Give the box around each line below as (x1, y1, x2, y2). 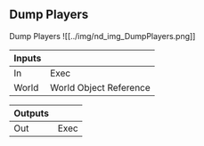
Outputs (13, 107, 49, 119)
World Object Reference (50, 81, 151, 93)
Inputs (13, 52, 42, 64)
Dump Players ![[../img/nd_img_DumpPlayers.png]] (9, 30, 196, 41)
